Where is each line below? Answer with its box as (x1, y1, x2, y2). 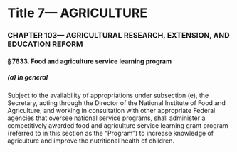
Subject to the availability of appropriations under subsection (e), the (7, 91, 209, 99)
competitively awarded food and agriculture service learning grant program (7, 121, 229, 129)
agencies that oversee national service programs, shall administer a (7, 114, 206, 122)
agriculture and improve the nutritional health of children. (7, 136, 175, 145)
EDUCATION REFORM (7, 39, 83, 49)
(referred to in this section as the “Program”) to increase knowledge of (7, 129, 214, 137)
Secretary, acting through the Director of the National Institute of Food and (7, 98, 226, 107)
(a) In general (7, 73, 48, 82)
